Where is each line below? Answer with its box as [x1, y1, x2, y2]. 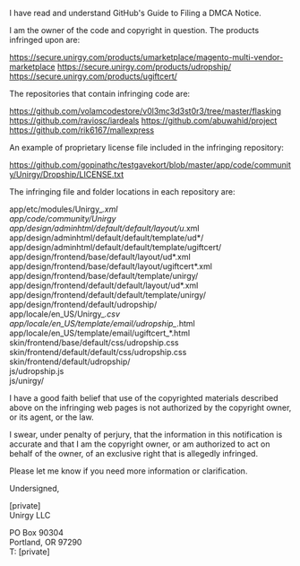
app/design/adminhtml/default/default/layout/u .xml [9, 223, 200, 233]
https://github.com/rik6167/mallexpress [9, 125, 155, 135]
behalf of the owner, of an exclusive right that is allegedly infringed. [9, 448, 258, 458]
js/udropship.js [9, 366, 64, 376]
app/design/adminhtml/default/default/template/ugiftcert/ [9, 242, 222, 252]
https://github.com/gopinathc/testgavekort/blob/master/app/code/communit [9, 160, 291, 170]
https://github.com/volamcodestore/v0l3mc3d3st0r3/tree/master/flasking [9, 106, 282, 116]
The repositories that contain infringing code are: [9, 89, 191, 99]
